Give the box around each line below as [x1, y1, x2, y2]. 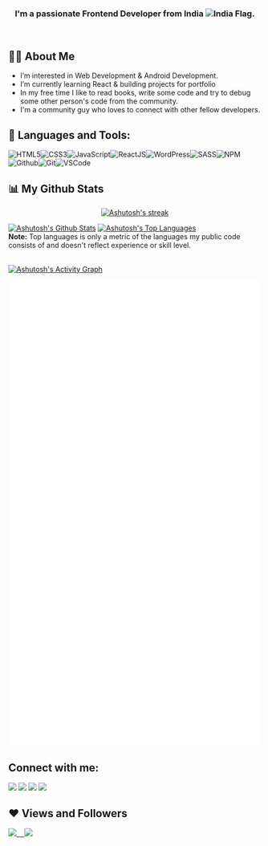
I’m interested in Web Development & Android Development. [19, 71, 218, 80]
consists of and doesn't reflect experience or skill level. [8, 240, 191, 250]
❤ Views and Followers [8, 807, 128, 820]
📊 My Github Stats [8, 182, 104, 196]
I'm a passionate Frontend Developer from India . [14, 8, 255, 19]
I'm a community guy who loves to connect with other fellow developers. [19, 105, 261, 115]
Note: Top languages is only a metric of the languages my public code [8, 231, 241, 241]
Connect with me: [8, 761, 99, 775]
